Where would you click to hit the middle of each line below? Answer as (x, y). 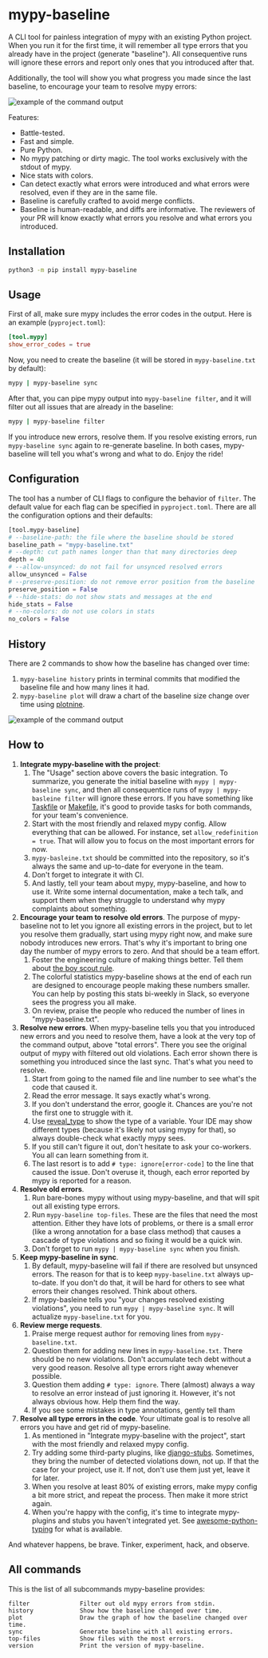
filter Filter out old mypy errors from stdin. (112, 1604)
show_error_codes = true (49, 345)
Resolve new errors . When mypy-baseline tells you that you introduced (137, 1027)
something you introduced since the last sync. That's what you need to (136, 1061)
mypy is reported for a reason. (81, 1181)
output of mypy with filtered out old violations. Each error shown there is (138, 1053)
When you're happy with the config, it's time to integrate (124, 1512)
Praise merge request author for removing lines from (118, 1333)
